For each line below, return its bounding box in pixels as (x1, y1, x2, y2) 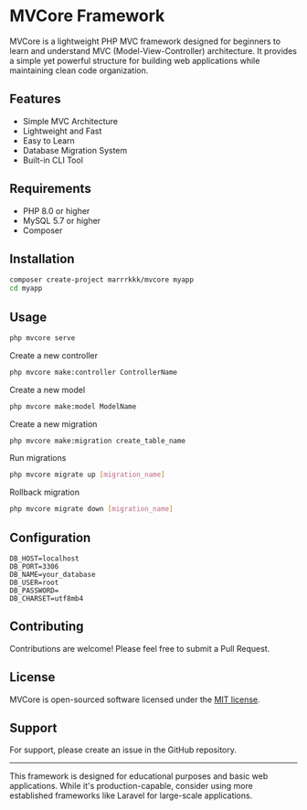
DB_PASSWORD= (9, 586, 59, 595)
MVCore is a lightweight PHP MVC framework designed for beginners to (9, 36, 281, 47)
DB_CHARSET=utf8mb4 (9, 594, 84, 603)
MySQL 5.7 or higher (22, 215, 101, 226)
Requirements (9, 181, 91, 197)
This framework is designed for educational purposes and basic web (9, 771, 269, 782)
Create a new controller (9, 349, 99, 361)
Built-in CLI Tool (22, 155, 84, 165)
